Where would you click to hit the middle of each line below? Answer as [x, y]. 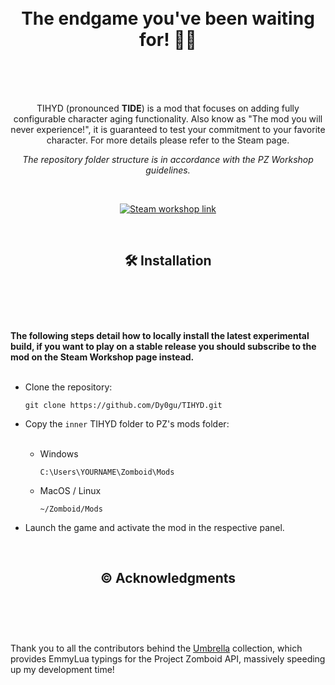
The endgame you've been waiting [168, 18]
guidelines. [168, 170]
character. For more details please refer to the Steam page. [168, 140]
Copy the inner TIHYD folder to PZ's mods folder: [127, 423]
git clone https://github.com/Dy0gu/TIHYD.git [123, 405]
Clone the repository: [68, 387]
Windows [59, 453]
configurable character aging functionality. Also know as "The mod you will [168, 118]
